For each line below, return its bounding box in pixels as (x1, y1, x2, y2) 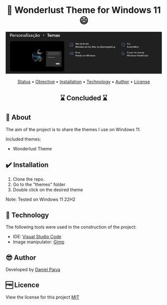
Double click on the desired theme (12, 187, 83, 193)
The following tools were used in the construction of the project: (5, 224, 137, 230)
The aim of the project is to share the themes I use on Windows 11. (5, 126, 141, 132)
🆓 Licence (5, 281, 40, 290)
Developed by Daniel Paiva (5, 266, 60, 272)
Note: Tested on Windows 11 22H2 (5, 196, 76, 203)
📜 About (5, 113, 31, 122)
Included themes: (5, 136, 41, 142)
